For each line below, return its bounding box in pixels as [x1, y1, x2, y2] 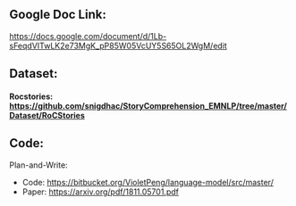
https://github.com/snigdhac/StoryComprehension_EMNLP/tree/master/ [9, 100, 288, 111]
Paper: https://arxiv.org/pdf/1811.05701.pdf [21, 186, 179, 197]
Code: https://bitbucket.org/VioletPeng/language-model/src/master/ [21, 177, 275, 187]
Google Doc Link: [9, 7, 107, 22]
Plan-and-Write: [9, 160, 69, 170]
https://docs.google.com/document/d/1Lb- [9, 30, 167, 41]
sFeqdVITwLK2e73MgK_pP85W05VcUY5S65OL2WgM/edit [9, 40, 228, 51]
